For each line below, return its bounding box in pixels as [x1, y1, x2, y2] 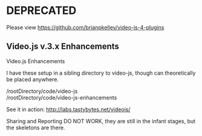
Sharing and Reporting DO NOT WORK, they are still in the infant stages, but [6, 117, 195, 124]
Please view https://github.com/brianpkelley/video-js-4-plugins [6, 24, 165, 31]
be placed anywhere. [6, 75, 59, 83]
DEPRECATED [6, 4, 77, 18]
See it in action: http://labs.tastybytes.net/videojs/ [6, 106, 131, 113]
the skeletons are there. [6, 124, 65, 131]
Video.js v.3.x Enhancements [6, 41, 120, 52]
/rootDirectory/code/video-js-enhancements [6, 93, 117, 101]
